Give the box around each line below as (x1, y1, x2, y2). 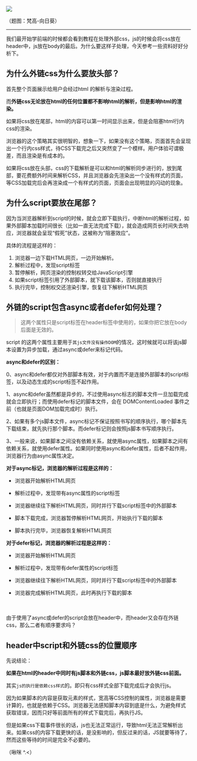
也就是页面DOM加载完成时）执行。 (16, 405, 101, 413)
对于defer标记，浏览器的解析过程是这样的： (6, 539, 113, 546)
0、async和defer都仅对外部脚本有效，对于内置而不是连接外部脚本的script (6, 371, 184, 378)
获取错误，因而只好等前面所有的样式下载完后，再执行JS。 (6, 709, 146, 716)
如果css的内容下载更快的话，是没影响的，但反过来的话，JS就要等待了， (16, 729, 191, 736)
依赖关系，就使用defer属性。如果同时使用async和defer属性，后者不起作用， (6, 445, 191, 452)
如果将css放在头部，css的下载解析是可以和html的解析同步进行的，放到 (6, 164, 178, 171)
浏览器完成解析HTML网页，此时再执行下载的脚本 (14, 589, 133, 596)
